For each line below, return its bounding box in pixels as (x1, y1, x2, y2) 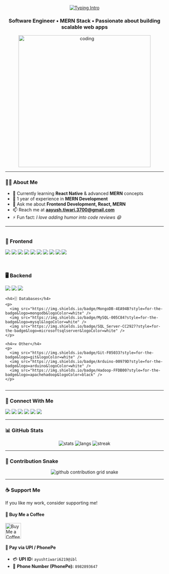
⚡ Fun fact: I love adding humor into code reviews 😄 (12, 214, 122, 220)
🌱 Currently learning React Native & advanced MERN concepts (12, 190, 143, 196)
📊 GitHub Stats (5, 427, 44, 434)
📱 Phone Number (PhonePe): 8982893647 (12, 563, 98, 569)
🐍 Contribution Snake (5, 457, 59, 464)
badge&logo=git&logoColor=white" (5, 355, 75, 360)
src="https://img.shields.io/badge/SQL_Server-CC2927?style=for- (21, 324, 161, 329)
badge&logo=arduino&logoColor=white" (5, 363, 84, 369)
